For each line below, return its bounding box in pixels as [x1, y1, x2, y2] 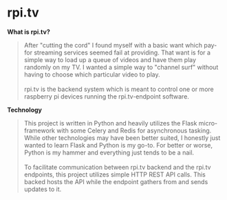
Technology [7, 106, 43, 114]
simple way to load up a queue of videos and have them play [23, 55, 197, 63]
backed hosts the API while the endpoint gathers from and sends [23, 177, 208, 186]
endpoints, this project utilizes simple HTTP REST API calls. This [23, 170, 206, 179]
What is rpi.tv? [7, 28, 50, 36]
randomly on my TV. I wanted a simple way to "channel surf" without [23, 63, 219, 71]
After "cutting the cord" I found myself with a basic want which [23, 41, 203, 49]
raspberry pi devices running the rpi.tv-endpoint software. [23, 92, 189, 101]
